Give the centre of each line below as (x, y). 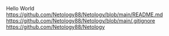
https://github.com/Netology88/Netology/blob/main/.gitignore (81, 21)
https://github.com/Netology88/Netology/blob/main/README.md (84, 15)
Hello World (20, 8)
